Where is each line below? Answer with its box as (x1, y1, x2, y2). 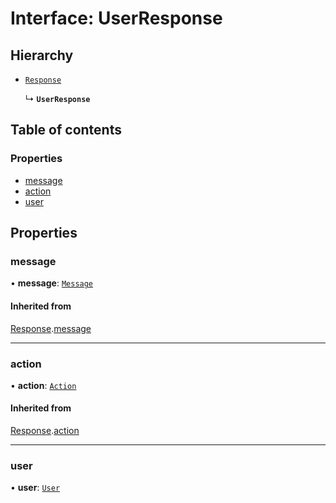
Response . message (10, 322, 92, 334)
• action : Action (10, 379, 77, 391)
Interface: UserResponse (10, 7, 223, 30)
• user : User (10, 482, 61, 494)
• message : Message (10, 277, 94, 289)
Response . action (10, 425, 80, 437)
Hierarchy (10, 47, 74, 64)
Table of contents (10, 122, 122, 139)
